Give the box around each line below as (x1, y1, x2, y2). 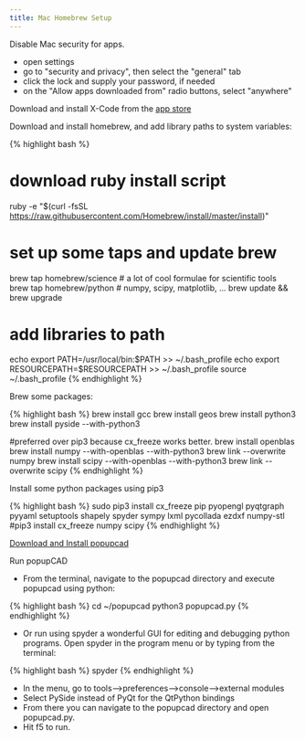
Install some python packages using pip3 (9, 483, 164, 494)
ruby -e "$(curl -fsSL (9, 200, 89, 211)
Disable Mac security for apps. (9, 38, 125, 49)
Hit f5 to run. (22, 722, 71, 733)
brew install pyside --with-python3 (9, 418, 141, 429)
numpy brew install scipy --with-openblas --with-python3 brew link (9, 456, 263, 467)
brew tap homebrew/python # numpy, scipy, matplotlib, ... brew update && (9, 282, 289, 293)
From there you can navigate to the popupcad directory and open (22, 703, 269, 714)
